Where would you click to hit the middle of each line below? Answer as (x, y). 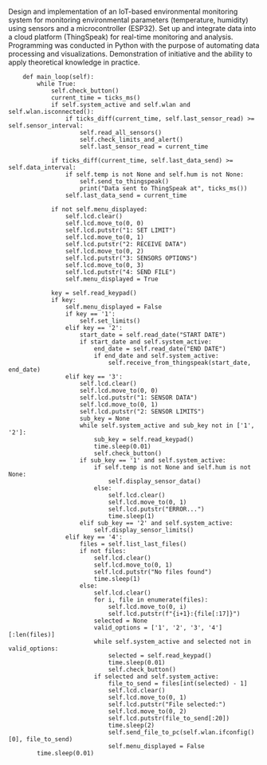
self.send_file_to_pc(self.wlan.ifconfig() (181, 732)
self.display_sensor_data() (155, 481)
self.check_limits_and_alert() (131, 139)
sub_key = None (104, 418)
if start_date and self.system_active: (146, 342)
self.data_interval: (43, 167)
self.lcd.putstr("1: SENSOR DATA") (138, 398)
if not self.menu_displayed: (99, 210)
